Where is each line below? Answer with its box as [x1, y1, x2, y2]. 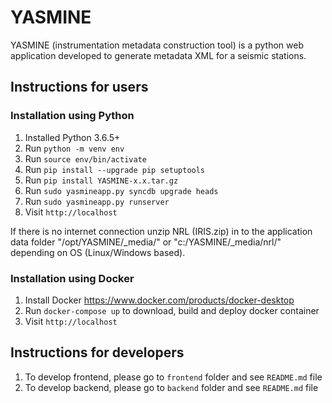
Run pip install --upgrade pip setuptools [24, 163, 206, 175]
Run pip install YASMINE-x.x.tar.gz [24, 174, 179, 186]
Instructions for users [10, 79, 149, 96]
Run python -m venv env [24, 142, 125, 154]
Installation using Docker [10, 271, 135, 285]
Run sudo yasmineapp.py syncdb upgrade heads [24, 184, 219, 196]
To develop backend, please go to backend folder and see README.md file [24, 381, 319, 393]
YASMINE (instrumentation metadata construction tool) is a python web [10, 39, 305, 51]
